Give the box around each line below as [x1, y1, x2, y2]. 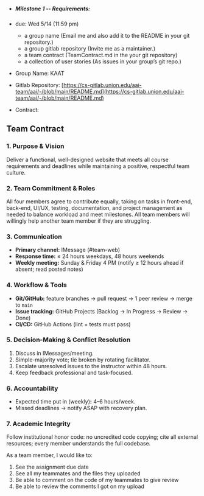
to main [15, 301, 33, 309]
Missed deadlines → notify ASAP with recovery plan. [15, 405, 147, 412]
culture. [6, 169, 26, 176]
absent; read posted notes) [15, 265, 83, 273]
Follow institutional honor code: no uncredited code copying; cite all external [6, 433, 199, 441]
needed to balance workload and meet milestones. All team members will [6, 211, 190, 218]
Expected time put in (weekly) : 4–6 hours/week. [15, 398, 136, 405]
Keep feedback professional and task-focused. [15, 369, 133, 376]
